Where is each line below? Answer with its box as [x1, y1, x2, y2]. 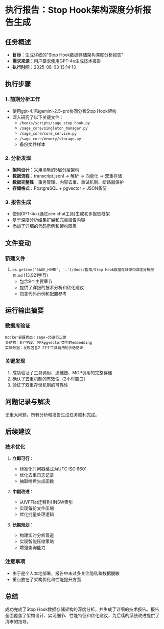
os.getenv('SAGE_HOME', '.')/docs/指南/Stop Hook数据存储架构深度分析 [12, 267, 151, 272]
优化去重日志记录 [19, 472, 54, 478]
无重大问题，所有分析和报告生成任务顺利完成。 [5, 412, 99, 418]
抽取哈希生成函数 [19, 478, 54, 484]
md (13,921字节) [18, 272, 48, 278]
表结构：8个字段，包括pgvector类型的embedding [5, 340, 92, 345]
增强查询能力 [19, 544, 46, 551]
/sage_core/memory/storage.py [19, 136, 82, 141]
